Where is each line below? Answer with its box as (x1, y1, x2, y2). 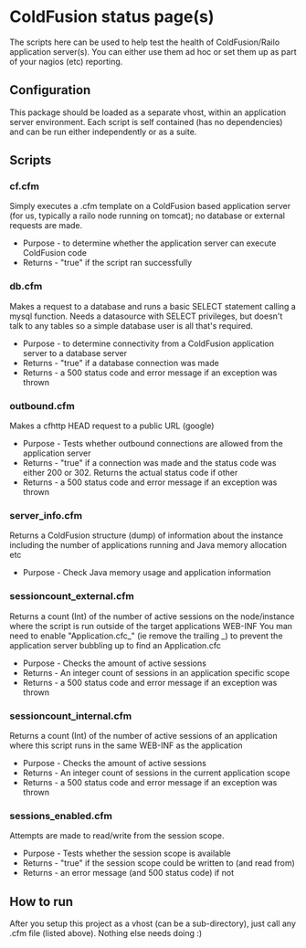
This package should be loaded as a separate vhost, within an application (9, 107, 286, 118)
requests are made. (9, 220, 83, 231)
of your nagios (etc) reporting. (9, 56, 123, 67)
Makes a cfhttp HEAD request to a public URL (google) (9, 420, 215, 431)
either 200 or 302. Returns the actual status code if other (22, 468, 238, 479)
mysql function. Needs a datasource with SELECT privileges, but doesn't (9, 311, 283, 321)
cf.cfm (9, 180, 39, 193)
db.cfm (9, 280, 43, 293)
